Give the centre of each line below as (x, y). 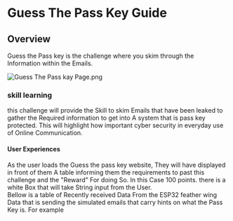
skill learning (30, 95)
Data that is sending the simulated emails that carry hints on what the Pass (115, 202)
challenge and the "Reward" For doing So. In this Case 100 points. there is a (116, 179)
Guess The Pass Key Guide (87, 13)
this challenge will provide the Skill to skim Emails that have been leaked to (115, 110)
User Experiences (34, 149)
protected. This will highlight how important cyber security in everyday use (115, 125)
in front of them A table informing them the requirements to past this (106, 172)
